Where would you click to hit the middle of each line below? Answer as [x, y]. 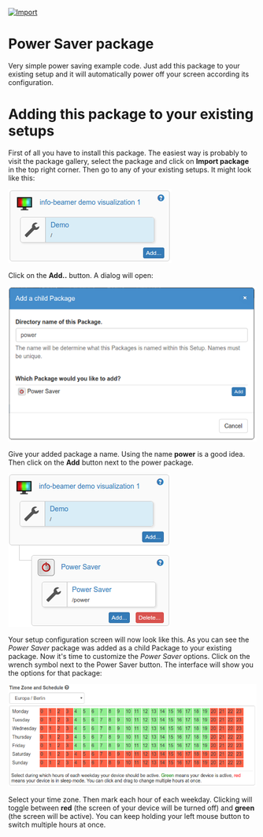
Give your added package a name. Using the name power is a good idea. [127, 454]
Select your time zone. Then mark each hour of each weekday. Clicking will [130, 799]
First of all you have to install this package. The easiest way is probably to [128, 153]
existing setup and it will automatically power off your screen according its [129, 74]
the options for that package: [55, 673]
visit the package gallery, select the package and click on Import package [129, 161]
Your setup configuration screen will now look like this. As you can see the [129, 640]
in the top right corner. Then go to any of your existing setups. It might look [130, 169]
